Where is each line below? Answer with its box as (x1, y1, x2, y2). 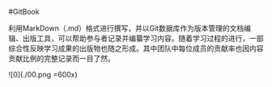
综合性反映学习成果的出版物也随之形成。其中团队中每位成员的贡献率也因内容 (8, 43, 264, 53)
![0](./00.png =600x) (8, 70, 79, 79)
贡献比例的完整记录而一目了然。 (8, 54, 115, 63)
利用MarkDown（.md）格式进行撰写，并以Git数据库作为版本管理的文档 (8, 23, 244, 33)
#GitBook (8, 7, 40, 16)
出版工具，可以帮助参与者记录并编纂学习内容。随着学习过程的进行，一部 (22, 34, 264, 43)
